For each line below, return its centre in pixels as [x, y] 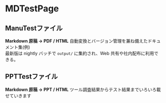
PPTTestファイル [31, 77]
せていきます [18, 96]
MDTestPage [32, 9]
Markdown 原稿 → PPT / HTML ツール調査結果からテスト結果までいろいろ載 [83, 89]
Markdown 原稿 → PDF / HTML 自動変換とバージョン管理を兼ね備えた [76, 41]
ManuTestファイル [34, 28]
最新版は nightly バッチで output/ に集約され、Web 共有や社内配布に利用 [80, 53]
